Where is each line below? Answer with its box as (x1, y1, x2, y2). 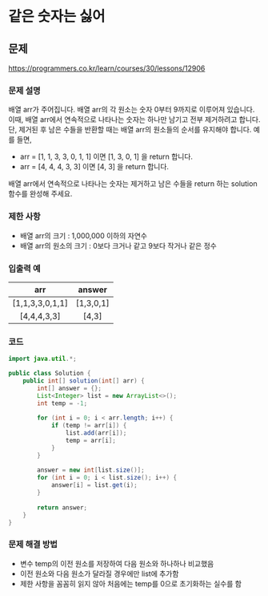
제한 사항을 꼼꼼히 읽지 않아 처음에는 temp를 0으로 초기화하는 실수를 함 (19, 578, 242, 588)
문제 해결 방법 (8, 539, 58, 550)
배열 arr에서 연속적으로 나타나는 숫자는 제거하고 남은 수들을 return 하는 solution (8, 179, 258, 189)
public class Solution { (8, 370, 91, 378)
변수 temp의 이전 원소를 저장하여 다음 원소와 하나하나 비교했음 (19, 558, 214, 568)
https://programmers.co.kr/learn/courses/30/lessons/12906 (8, 63, 206, 73)
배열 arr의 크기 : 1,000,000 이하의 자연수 (19, 230, 148, 241)
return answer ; (37, 503, 88, 512)
